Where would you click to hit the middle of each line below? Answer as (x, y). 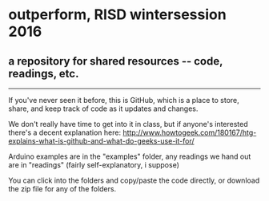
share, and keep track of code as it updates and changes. (103, 108)
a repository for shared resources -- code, (116, 61)
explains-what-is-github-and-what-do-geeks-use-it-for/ (101, 141)
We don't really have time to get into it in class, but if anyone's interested (128, 124)
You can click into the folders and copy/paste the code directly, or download (134, 180)
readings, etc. (44, 73)
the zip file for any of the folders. (62, 189)
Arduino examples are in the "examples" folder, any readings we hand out (130, 156)
